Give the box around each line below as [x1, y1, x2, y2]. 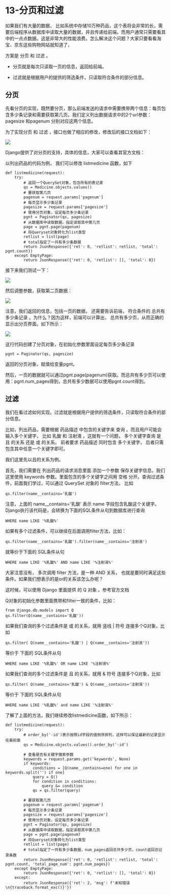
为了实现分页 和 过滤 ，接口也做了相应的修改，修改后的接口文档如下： [5, 129, 152, 135]
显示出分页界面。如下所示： [5, 320, 64, 327]
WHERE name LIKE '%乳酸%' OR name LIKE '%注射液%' [5, 661, 111, 666]
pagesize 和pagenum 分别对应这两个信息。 [5, 118, 96, 124]
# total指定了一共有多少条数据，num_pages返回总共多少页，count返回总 [23, 847, 159, 852]
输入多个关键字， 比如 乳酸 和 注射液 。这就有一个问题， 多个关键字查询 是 [5, 433, 161, 439]
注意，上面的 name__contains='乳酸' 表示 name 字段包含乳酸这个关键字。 [5, 501, 159, 507]
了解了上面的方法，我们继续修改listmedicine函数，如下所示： [5, 712, 133, 718]
